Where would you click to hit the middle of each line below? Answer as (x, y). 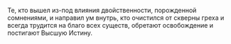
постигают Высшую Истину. (50, 33)
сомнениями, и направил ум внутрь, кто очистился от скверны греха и (116, 18)
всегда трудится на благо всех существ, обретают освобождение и (111, 25)
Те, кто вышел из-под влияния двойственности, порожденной (102, 10)
